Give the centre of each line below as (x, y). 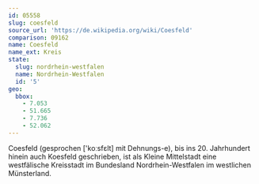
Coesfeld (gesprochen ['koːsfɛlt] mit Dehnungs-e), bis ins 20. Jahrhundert (129, 148)
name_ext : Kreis (35, 52)
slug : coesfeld (33, 23)
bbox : (25, 96)
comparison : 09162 (38, 38)
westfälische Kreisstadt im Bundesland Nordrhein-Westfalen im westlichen (130, 165)
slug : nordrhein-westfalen (60, 67)
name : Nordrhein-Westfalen (60, 74)
